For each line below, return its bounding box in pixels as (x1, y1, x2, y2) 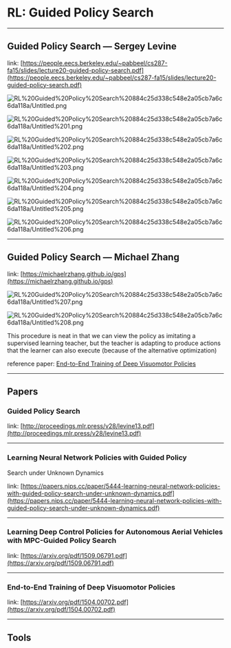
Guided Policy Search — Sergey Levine (7, 41, 177, 52)
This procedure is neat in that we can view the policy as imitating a (7, 331, 196, 339)
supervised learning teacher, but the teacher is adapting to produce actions (7, 339, 221, 347)
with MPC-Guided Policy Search (7, 536, 117, 546)
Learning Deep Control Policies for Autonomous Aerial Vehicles (7, 527, 223, 537)
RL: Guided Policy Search (7, 5, 154, 21)
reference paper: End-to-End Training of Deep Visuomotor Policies (7, 359, 196, 368)
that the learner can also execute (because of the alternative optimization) (7, 346, 217, 355)
